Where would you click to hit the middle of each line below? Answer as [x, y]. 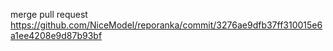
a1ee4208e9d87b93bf [56, 35]
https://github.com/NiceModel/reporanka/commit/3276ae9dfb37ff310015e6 [166, 25]
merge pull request [49, 14]
